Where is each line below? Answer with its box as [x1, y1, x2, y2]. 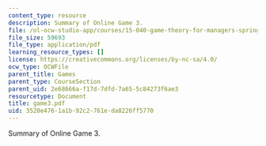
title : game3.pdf [8, 99, 66, 107]
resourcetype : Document [8, 92, 87, 100]
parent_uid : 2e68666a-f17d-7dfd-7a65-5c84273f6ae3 [8, 84, 179, 93]
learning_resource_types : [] [8, 48, 104, 56]
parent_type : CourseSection [8, 77, 101, 85]
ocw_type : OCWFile [8, 63, 69, 71]
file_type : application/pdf [8, 41, 101, 49]
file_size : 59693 [8, 33, 66, 42]
